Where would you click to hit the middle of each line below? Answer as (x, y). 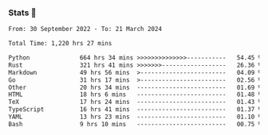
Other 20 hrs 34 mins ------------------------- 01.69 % (135, 87)
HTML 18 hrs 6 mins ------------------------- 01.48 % (135, 94)
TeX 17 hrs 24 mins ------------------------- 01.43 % (135, 102)
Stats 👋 (22, 13)
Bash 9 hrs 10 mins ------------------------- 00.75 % (135, 124)
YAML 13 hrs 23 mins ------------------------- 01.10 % (135, 117)
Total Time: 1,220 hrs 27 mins (60, 44)
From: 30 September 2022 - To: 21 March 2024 (85, 29)
